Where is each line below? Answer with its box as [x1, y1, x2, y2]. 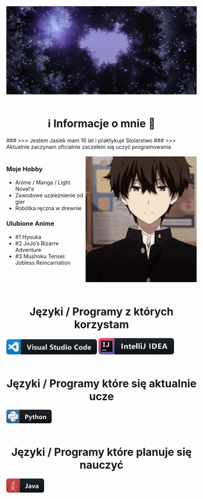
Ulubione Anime [6, 219, 54, 228]
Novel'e [14, 185, 34, 193]
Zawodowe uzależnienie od [14, 191, 83, 199]
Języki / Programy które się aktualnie [6, 377, 197, 390]
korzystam [74, 318, 129, 332]
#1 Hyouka [14, 233, 42, 240]
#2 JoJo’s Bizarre [14, 239, 59, 247]
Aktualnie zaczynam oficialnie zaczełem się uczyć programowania [6, 144, 171, 151]
